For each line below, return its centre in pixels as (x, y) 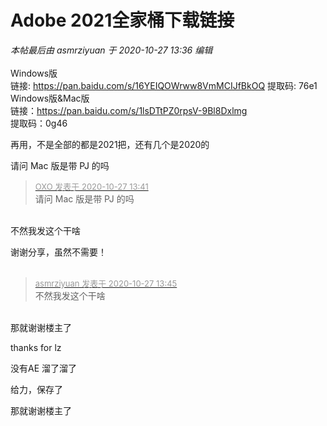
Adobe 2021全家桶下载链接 (122, 20)
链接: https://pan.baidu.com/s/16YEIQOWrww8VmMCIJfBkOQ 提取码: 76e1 (164, 85)
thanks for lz (36, 347)
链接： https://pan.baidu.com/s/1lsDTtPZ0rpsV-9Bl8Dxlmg (129, 110)
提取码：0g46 (39, 123)
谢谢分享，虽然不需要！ (58, 252)
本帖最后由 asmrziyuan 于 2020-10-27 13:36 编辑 (111, 50)
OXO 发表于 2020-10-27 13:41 (91, 186)
